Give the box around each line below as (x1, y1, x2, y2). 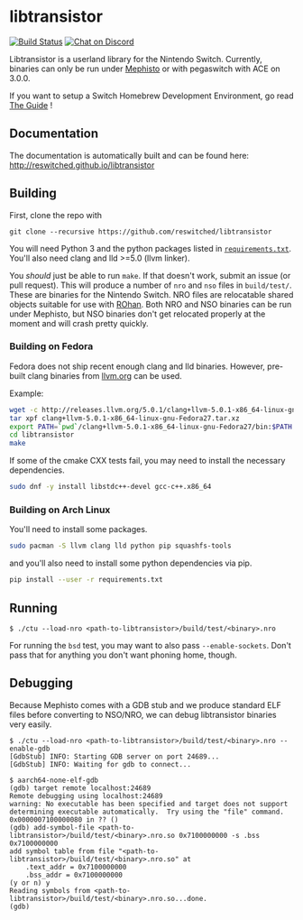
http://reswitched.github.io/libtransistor (9, 160, 155, 170)
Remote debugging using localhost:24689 (9, 791, 164, 800)
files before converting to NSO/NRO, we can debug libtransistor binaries (9, 709, 277, 720)
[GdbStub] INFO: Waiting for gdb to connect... (9, 759, 192, 768)
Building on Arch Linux (9, 503, 111, 516)
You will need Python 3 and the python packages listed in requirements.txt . (9, 243, 291, 253)
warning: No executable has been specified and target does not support (9, 799, 289, 808)
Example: (9, 388, 44, 399)
